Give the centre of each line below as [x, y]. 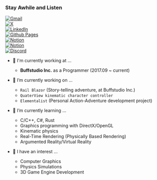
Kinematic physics [39, 131]
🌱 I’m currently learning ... [39, 111]
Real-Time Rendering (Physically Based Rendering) [73, 137]
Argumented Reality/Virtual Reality [56, 142]
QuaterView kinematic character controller [67, 96]
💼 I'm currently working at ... [42, 61]
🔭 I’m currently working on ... [42, 80]
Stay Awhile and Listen [34, 8]
